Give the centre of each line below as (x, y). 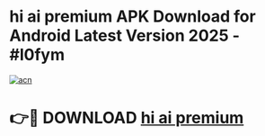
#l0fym (37, 55)
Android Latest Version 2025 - (125, 36)
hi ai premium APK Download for (132, 17)
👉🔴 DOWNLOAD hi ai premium (127, 118)
